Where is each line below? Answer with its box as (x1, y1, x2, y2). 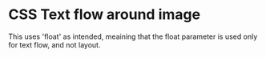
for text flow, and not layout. (8, 40, 101, 49)
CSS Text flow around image (8, 6, 201, 24)
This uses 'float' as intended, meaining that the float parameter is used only (8, 32, 258, 41)
